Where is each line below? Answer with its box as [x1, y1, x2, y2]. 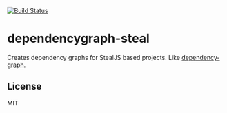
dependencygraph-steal [7, 31, 150, 46]
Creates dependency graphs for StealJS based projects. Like [7, 53, 181, 61]
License [7, 81, 42, 92]
